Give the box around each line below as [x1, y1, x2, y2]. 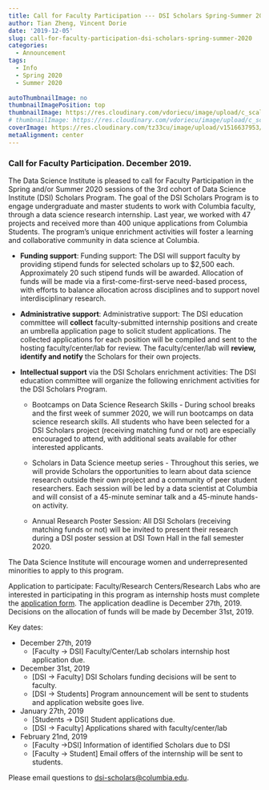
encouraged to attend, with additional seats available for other [31, 434, 237, 444]
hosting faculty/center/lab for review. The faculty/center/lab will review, [19, 342, 256, 353]
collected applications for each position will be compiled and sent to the [19, 334, 258, 344]
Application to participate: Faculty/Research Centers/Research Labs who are [8, 581, 261, 590]
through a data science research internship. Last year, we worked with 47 [8, 209, 251, 219]
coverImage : [8, 124, 48, 132]
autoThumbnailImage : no [8, 94, 88, 102]
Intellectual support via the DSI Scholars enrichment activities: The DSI [19, 367, 256, 377]
